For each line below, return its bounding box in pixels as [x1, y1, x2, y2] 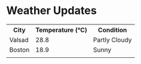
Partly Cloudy [93, 35, 132, 44]
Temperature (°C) [35, 26, 88, 34]
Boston [9, 45, 30, 54]
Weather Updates [6, 4, 97, 18]
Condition [98, 26, 128, 34]
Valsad [9, 35, 29, 44]
